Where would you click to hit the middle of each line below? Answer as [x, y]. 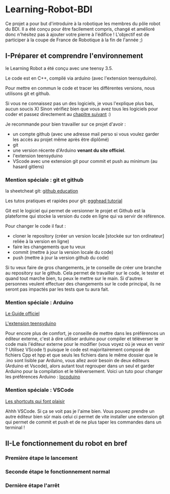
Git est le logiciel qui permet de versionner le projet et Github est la [75, 211]
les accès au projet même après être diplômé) [61, 139]
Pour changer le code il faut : [36, 226]
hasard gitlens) [28, 167]
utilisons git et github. [28, 93]
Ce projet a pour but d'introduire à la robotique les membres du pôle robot [83, 23]
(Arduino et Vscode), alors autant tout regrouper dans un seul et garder [80, 366]
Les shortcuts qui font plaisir [35, 401]
